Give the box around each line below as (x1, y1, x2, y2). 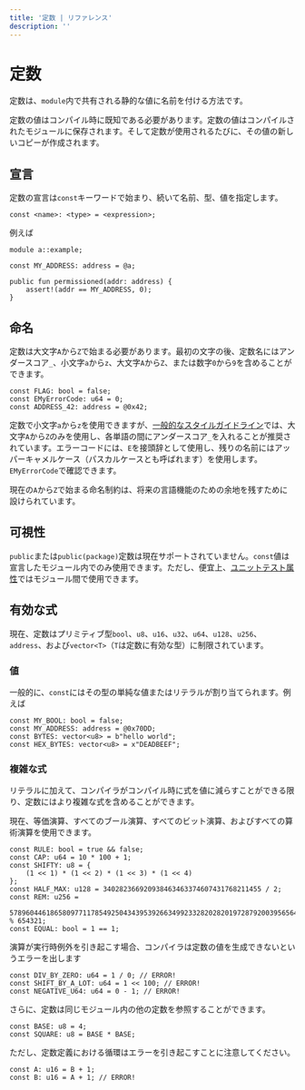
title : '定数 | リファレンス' (9, 13, 113, 23)
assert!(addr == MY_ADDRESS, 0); (25, 285, 152, 295)
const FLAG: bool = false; (9, 387, 112, 396)
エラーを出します (16, 953, 82, 964)
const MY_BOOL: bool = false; (9, 716, 124, 725)
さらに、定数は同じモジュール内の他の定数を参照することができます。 (9, 1004, 271, 1015)
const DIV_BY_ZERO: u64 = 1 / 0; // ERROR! (9, 971, 177, 980)
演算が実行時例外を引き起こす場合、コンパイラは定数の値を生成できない (9, 941, 280, 953)
